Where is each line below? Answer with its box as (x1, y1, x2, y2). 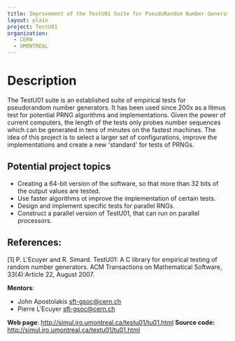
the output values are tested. (17, 187, 101, 195)
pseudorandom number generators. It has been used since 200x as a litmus (7, 103, 226, 112)
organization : (7, 29, 49, 37)
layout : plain (7, 17, 49, 24)
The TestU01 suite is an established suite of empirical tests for (7, 96, 187, 104)
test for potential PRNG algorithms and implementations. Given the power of (7, 110, 226, 119)
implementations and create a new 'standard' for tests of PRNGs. (7, 140, 194, 149)
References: (7, 237, 62, 249)
